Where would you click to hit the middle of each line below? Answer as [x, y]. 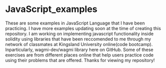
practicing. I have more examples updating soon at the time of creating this [83, 28]
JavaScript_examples [51, 9]
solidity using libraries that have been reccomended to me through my [78, 39]
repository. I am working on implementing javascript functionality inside [79, 33]
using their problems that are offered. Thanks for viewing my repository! [80, 60]
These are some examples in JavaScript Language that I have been [75, 23]
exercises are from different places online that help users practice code [79, 55]
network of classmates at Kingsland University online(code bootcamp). [79, 44]
